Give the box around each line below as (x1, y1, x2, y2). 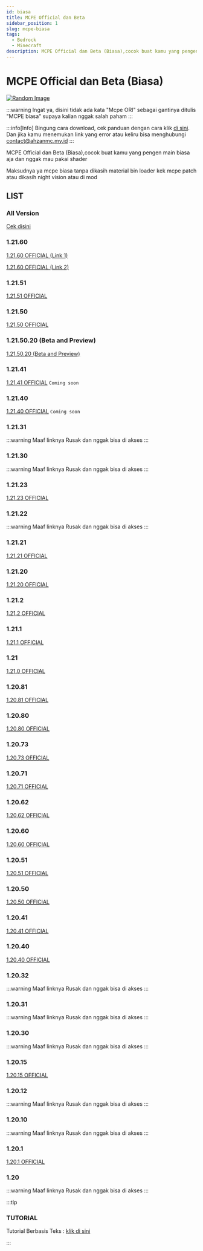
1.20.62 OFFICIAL (6, 812, 50, 819)
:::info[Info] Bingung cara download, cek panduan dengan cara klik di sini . (6, 124, 190, 131)
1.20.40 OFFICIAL (6, 956, 50, 963)
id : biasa (6, 8, 31, 15)
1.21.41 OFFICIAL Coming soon (6, 379, 79, 386)
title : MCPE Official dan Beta (6, 15, 85, 21)
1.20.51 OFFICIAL (6, 869, 49, 876)
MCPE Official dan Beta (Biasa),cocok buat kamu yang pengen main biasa (6, 149, 190, 156)
